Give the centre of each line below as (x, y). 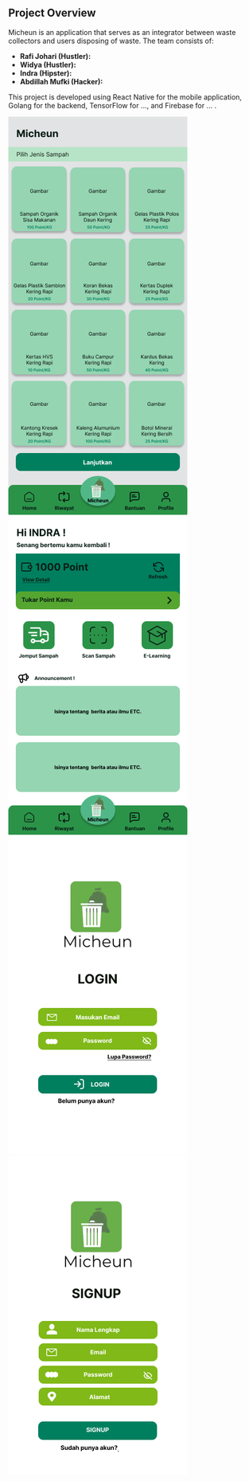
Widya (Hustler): (48, 64)
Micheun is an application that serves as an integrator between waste (122, 32)
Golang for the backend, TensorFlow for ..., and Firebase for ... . (113, 105)
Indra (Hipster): (46, 73)
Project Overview (52, 13)
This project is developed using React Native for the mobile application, (125, 97)
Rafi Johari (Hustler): (55, 56)
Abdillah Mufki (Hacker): (61, 81)
